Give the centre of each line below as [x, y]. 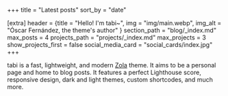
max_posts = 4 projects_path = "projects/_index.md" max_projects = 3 [107, 37]
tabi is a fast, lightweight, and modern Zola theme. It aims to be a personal [112, 65]
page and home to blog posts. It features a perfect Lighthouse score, [104, 72]
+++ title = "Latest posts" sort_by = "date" [67, 10]
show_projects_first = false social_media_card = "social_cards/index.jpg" [110, 45]
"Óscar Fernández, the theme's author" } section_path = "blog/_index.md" [112, 30]
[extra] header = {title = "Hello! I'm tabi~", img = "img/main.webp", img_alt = [114, 23]
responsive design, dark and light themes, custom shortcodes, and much [110, 80]
